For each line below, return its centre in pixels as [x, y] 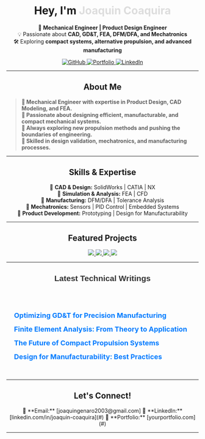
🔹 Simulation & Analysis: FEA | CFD [103, 193]
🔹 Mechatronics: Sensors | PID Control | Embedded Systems [103, 206]
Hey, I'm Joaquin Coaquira [103, 11]
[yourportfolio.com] [171, 417]
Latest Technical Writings [103, 278]
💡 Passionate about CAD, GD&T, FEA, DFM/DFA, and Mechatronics [103, 34]
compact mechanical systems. [61, 121]
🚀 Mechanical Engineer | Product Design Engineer [103, 28]
